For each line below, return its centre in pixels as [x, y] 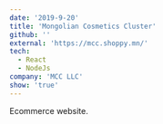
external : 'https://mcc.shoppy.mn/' [79, 43]
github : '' [30, 34]
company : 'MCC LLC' [46, 77]
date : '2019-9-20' [44, 18]
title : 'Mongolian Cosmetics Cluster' [83, 26]
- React [32, 60]
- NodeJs [34, 69]
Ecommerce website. [49, 110]
